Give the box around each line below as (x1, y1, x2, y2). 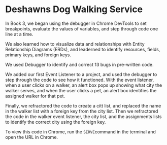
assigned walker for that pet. (5, 93, 65, 99)
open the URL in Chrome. (5, 134, 58, 140)
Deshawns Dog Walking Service (5, 4, 143, 15)
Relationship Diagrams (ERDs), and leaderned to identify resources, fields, (5, 46, 160, 52)
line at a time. (5, 31, 34, 37)
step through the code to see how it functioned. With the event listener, (5, 77, 154, 83)
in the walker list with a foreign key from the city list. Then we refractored (5, 108, 158, 114)
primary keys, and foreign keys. (5, 52, 72, 58)
